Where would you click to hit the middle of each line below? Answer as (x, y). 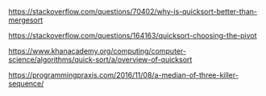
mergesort (26, 20)
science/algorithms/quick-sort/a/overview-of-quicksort (100, 60)
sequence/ (26, 84)
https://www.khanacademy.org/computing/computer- (98, 51)
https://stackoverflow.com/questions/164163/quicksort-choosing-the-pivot (133, 36)
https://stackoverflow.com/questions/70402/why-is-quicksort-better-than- (133, 12)
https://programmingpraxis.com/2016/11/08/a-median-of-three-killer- (124, 75)
